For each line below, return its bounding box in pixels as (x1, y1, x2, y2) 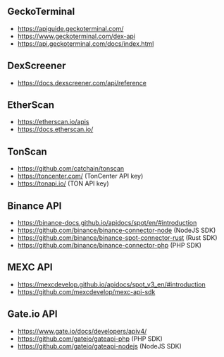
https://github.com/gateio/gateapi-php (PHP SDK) (17, 334, 163, 343)
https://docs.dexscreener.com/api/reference (17, 78, 147, 87)
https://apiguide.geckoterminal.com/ (17, 24, 124, 32)
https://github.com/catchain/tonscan (17, 164, 125, 173)
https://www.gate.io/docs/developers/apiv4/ (17, 327, 147, 335)
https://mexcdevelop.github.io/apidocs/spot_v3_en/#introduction (17, 280, 206, 289)
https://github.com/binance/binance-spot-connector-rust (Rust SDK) (17, 234, 218, 242)
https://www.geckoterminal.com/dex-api (17, 32, 136, 40)
